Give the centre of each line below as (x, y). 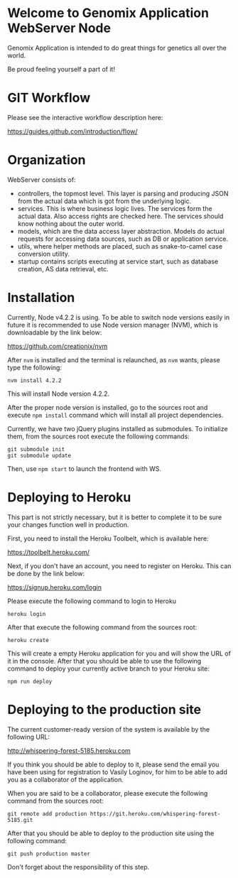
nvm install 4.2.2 (34, 380)
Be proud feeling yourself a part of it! (61, 69)
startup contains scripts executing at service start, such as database (118, 261)
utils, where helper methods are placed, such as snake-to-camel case (120, 246)
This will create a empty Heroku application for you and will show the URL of (119, 653)
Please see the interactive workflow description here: (85, 117)
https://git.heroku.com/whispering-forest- (155, 814)
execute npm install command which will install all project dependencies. (115, 415)
